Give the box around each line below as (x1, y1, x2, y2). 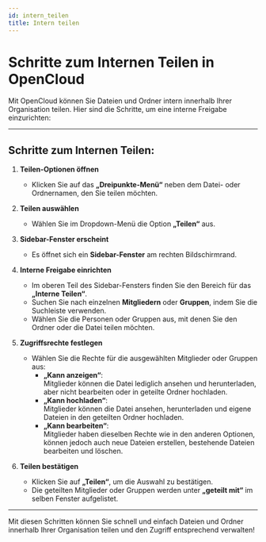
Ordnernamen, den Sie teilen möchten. (31, 188, 158, 198)
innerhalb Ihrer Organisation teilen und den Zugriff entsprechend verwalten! (8, 525, 255, 535)
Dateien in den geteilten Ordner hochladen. (43, 413, 184, 422)
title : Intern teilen (8, 19, 80, 27)
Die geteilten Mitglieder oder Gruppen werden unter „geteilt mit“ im (31, 486, 253, 495)
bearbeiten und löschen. (43, 446, 123, 456)
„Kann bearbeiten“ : (43, 421, 109, 431)
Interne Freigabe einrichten (19, 265, 112, 275)
